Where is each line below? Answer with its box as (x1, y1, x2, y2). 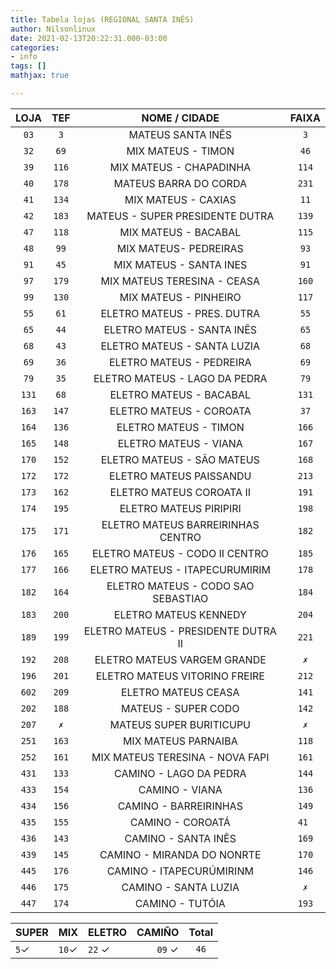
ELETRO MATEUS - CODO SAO (106, 579, 255, 593)
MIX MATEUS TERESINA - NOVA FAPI (91, 750, 270, 764)
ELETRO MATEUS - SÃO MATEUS (100, 452, 260, 466)
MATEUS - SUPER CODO (121, 701, 240, 715)
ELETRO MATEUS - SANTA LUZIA (100, 339, 261, 353)
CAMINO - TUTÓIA (134, 896, 226, 910)
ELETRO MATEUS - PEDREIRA (108, 355, 252, 369)
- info (10, 52, 38, 62)
